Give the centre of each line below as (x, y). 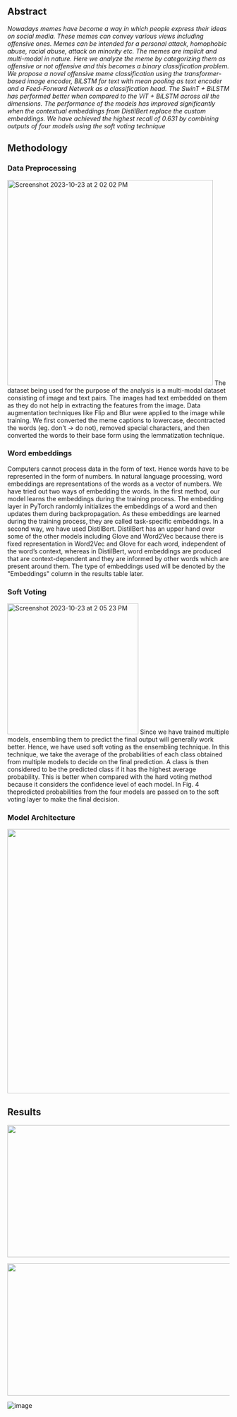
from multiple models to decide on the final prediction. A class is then (108, 762)
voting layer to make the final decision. (63, 799)
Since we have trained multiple (184, 732)
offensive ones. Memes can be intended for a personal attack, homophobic (117, 43)
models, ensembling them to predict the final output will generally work (110, 740)
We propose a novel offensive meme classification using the (95, 73)
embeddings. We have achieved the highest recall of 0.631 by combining (113, 118)
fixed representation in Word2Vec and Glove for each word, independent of (117, 544)
